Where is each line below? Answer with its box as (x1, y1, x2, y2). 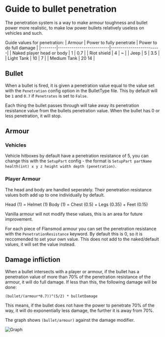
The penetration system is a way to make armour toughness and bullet (5, 20, 148, 26)
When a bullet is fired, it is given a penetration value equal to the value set (5, 82, 155, 88)
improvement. (5, 216, 33, 222)
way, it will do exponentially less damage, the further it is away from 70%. (5, 308, 154, 313)
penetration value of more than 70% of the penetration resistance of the (5, 274, 151, 280)
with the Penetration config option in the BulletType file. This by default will (5, 87, 158, 94)
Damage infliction (5, 256, 60, 264)
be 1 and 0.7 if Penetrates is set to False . (5, 93, 88, 99)
